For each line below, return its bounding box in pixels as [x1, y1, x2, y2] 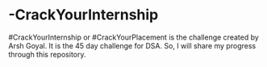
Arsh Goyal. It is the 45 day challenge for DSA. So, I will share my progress [8, 40, 257, 50]
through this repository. [8, 49, 86, 59]
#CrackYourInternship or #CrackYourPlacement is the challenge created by [8, 32, 260, 42]
